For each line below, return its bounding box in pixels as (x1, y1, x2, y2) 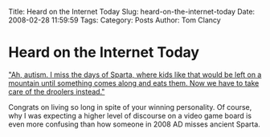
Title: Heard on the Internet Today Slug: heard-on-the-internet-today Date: (8, 7, 256, 16)
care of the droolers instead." (8, 87, 105, 96)
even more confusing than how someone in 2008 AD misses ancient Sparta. (8, 119, 261, 129)
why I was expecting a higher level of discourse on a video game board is (8, 111, 252, 120)
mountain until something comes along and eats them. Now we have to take (8, 78, 260, 87)
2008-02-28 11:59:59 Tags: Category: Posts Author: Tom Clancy (8, 15, 221, 25)
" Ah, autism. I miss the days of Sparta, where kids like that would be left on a (8, 70, 262, 79)
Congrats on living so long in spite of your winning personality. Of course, (8, 102, 252, 111)
